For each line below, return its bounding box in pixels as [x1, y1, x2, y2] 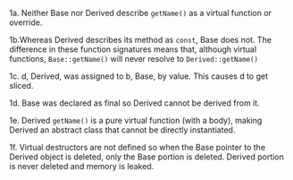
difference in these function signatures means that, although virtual [9, 44, 257, 55]
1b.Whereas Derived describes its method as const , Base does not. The [9, 35, 272, 45]
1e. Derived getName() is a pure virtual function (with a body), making [9, 116, 263, 125]
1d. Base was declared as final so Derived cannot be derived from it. [9, 98, 261, 108]
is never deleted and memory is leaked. [9, 161, 155, 171]
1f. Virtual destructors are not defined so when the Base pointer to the [9, 142, 266, 152]
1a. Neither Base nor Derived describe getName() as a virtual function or [9, 8, 272, 18]
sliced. [9, 81, 34, 90]
